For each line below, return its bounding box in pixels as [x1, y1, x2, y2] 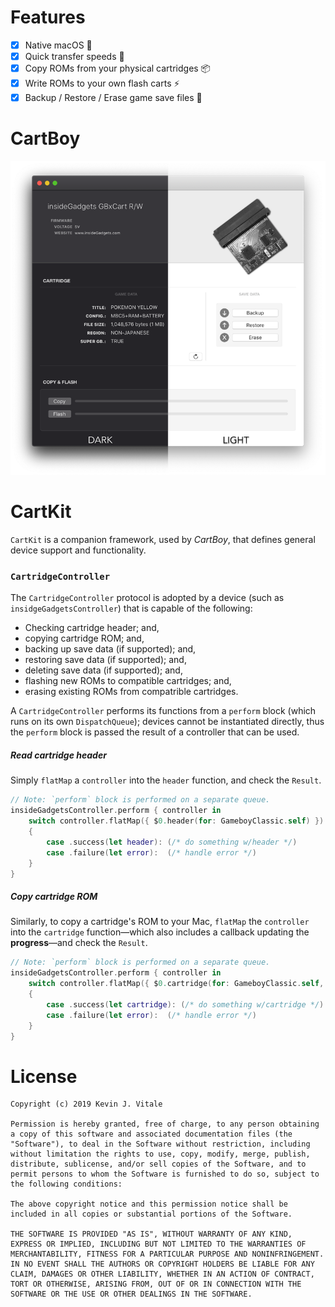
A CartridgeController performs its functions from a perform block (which [10, 705, 317, 717]
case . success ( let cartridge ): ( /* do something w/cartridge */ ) [46, 999, 325, 1010]
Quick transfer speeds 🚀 [24, 51, 125, 62]
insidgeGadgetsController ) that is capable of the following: [10, 602, 253, 615]
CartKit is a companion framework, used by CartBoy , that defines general [10, 534, 316, 546]
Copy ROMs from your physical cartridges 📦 [24, 62, 212, 75]
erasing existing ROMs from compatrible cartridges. [24, 686, 239, 698]
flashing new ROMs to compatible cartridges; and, [24, 675, 232, 687]
